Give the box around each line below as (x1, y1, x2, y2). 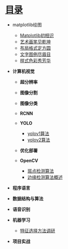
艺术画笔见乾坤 (19, 38, 51, 45)
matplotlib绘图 (12, 22, 42, 28)
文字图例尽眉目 (19, 51, 51, 57)
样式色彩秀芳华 (19, 57, 51, 63)
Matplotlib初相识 (19, 32, 54, 38)
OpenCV (19, 157, 38, 163)
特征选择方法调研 (19, 227, 55, 233)
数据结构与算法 (12, 195, 43, 201)
